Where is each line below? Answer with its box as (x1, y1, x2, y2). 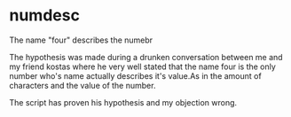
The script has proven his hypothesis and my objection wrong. (9, 97, 238, 107)
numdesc (9, 5, 80, 26)
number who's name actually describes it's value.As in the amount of (9, 70, 262, 81)
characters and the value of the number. (9, 80, 156, 90)
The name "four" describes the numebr (9, 35, 153, 45)
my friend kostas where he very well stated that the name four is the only (9, 61, 277, 72)
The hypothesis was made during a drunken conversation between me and (9, 51, 283, 62)
